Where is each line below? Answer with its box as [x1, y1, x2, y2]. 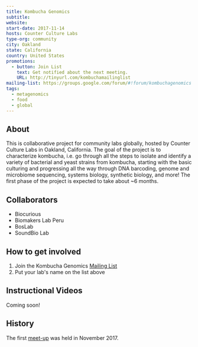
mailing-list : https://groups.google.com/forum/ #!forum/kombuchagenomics [6, 81, 192, 86]
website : [6, 20, 28, 25]
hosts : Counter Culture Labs [6, 31, 78, 37]
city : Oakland [6, 42, 41, 48]
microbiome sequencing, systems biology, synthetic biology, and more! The [6, 171, 191, 178]
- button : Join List [11, 63, 62, 70]
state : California [6, 47, 51, 53]
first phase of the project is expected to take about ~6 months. [6, 178, 159, 185]
